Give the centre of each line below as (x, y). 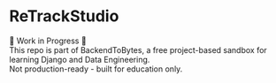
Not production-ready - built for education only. (96, 69)
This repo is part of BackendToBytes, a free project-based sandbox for (138, 49)
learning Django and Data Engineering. (80, 59)
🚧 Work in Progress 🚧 (48, 41)
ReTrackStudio (64, 16)
